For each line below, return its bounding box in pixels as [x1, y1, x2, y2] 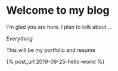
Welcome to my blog [6, 4, 110, 17]
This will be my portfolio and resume [6, 46, 96, 54]
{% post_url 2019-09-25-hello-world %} [6, 58, 105, 65]
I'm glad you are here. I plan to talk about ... [6, 23, 113, 30]
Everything [6, 35, 33, 42]
